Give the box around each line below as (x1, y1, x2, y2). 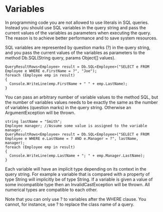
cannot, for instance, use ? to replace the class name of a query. (5, 201, 135, 207)
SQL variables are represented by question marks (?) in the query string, (5, 44, 150, 50)
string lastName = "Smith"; (5, 119, 62, 124)
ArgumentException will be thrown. (5, 110, 76, 116)
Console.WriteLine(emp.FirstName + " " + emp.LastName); (9, 81, 128, 86)
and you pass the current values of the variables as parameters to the (5, 50, 145, 56)
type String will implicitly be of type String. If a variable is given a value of (5, 176, 153, 182)
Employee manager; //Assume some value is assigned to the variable (5, 123, 147, 128)
